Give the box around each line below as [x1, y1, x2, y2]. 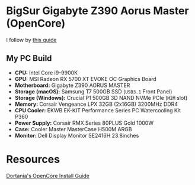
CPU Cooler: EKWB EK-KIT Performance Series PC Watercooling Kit [14, 106, 181, 113]
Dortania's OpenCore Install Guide [6, 172, 90, 179]
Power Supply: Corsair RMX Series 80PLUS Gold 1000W [14, 119, 154, 126]
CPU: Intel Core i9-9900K [14, 69, 78, 76]
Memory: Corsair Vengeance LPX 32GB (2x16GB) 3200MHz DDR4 [14, 100, 178, 108]
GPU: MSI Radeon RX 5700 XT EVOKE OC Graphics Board [14, 75, 157, 82]
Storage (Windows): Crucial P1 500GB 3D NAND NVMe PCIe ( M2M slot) [14, 94, 188, 101]
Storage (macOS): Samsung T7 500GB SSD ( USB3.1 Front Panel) [14, 87, 172, 95]
